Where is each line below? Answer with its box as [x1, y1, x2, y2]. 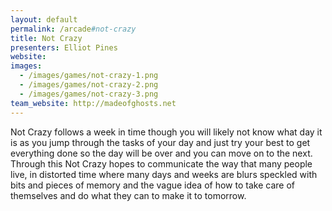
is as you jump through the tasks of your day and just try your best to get [10, 136, 311, 148]
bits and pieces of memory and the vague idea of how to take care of [10, 179, 295, 191]
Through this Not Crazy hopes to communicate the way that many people [10, 157, 313, 170]
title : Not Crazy [10, 33, 83, 43]
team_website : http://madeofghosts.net [10, 98, 177, 108]
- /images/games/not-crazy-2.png [19, 80, 159, 90]
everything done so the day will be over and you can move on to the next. [10, 147, 313, 159]
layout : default [10, 14, 78, 25]
